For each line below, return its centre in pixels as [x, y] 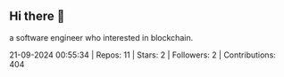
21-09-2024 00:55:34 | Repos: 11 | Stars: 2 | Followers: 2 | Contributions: [143, 55]
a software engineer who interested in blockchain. [101, 37]
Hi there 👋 [37, 16]
